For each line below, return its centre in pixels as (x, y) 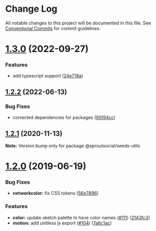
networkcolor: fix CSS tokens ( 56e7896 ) (56, 193)
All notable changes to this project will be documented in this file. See (78, 23)
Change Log (31, 9)
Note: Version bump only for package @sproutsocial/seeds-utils (73, 146)
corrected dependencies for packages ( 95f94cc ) (64, 118)
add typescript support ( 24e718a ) (48, 76)
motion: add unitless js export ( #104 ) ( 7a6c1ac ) (62, 223)
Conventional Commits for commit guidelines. (53, 28)
